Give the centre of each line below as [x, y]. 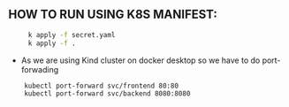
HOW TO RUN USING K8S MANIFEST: [113, 15]
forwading [40, 69]
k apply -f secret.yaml [72, 34]
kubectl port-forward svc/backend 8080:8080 [107, 94]
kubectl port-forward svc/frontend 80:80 [101, 86]
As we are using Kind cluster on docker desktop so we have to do [141, 60]
